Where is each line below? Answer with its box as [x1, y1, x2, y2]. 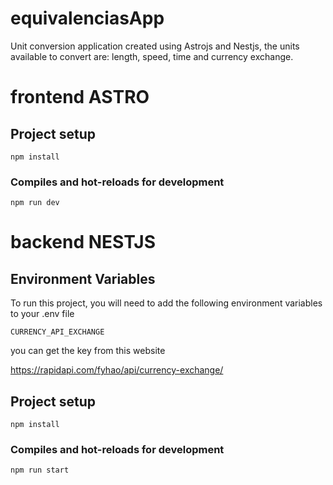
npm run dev [10, 198, 60, 208]
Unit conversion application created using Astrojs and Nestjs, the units [10, 40, 300, 52]
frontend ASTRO [10, 86, 150, 109]
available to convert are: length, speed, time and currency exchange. [10, 50, 294, 62]
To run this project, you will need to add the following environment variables [10, 297, 323, 309]
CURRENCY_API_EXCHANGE [10, 327, 105, 337]
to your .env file [10, 308, 75, 320]
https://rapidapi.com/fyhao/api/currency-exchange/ [10, 364, 224, 376]
